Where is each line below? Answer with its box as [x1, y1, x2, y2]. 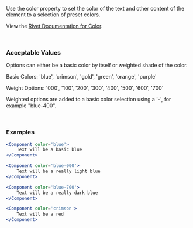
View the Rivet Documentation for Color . [6, 23, 103, 29]
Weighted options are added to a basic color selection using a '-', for [6, 96, 171, 103]
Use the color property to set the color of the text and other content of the [6, 5, 185, 12]
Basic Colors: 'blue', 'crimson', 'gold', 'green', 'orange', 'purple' [6, 73, 157, 80]
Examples [6, 128, 35, 137]
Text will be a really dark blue [16, 190, 98, 196]
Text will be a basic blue [16, 147, 82, 153]
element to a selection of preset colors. [6, 11, 101, 18]
